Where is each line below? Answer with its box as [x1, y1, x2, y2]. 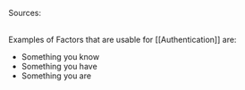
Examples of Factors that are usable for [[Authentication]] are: [8, 35, 237, 45]
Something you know [21, 52, 100, 61]
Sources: [8, 8, 42, 18]
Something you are [21, 70, 91, 81]
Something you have [21, 61, 97, 71]
